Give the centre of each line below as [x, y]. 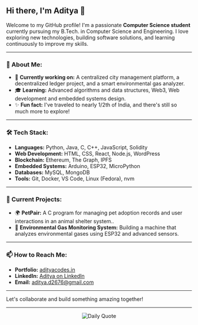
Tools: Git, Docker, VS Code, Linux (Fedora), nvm [74, 179]
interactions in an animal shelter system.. [64, 221]
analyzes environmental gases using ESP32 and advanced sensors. [97, 233]
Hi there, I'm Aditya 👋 [46, 11]
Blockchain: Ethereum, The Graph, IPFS [63, 160]
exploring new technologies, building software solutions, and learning [90, 37]
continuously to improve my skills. [47, 43]
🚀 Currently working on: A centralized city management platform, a [97, 78]
